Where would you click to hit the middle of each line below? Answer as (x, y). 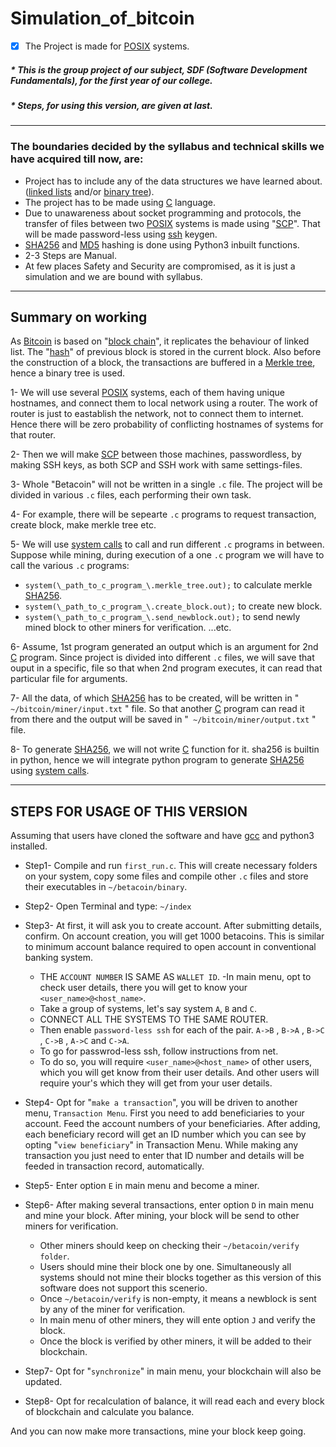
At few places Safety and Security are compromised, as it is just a (160, 266)
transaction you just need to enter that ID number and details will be (164, 1156)
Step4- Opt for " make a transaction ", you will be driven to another (161, 1103)
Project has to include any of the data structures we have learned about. (173, 181)
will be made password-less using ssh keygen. (121, 234)
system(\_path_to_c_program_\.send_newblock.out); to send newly (162, 617)
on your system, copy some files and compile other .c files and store (166, 876)
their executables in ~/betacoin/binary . (106, 887)
